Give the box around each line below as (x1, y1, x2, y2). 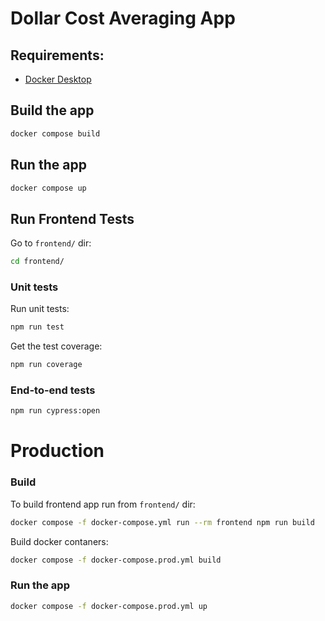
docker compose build (10, 128, 101, 139)
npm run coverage (10, 360, 83, 370)
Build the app (10, 102, 95, 119)
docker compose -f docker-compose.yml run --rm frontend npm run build (10, 517, 315, 527)
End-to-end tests (10, 383, 96, 397)
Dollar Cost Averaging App (10, 7, 236, 30)
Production (10, 440, 105, 462)
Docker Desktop (24, 73, 92, 85)
